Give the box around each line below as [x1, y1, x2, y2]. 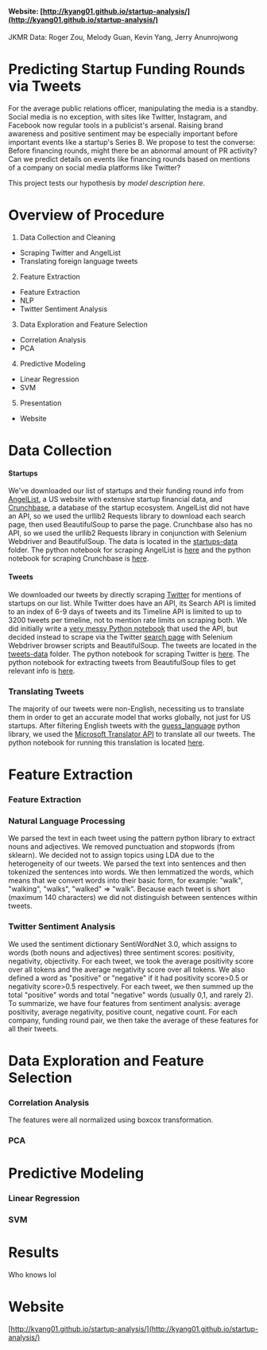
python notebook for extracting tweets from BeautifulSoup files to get [8, 657, 236, 667]
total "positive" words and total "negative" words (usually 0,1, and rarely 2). [8, 990, 254, 1000]
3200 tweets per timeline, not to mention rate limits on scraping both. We [8, 615, 248, 624]
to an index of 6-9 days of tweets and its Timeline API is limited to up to [8, 606, 242, 616]
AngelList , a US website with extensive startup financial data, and [8, 495, 222, 504]
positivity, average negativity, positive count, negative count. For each [8, 1007, 238, 1016]
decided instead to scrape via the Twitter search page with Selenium [8, 632, 233, 641]
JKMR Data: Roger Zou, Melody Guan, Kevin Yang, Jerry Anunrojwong [8, 33, 238, 42]
